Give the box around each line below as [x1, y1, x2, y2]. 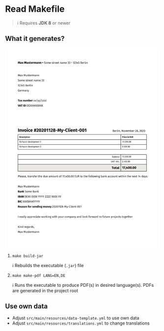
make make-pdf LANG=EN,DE [12, 274, 65, 278]
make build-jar [12, 254, 44, 259]
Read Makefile [5, 3, 65, 15]
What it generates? [5, 34, 65, 43]
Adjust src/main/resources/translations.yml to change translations [12, 320, 150, 326]
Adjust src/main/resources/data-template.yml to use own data [12, 315, 139, 321]
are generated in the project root [12, 288, 79, 294]
